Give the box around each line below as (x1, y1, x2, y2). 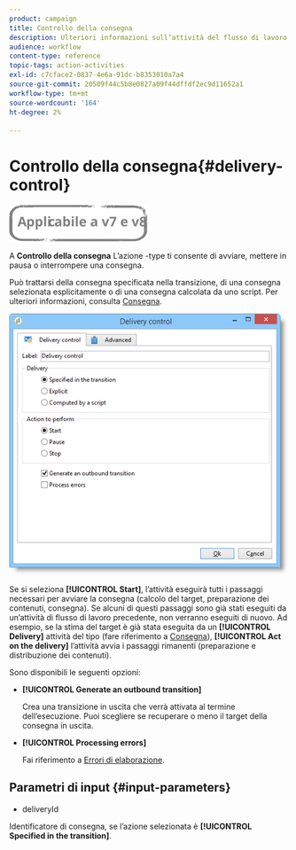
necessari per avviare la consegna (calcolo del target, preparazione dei (9, 593, 269, 604)
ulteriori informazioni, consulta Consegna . (9, 296, 162, 307)
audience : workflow (9, 43, 82, 51)
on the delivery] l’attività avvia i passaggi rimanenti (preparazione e (9, 640, 257, 651)
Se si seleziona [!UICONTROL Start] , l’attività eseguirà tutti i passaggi (9, 583, 263, 594)
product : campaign (9, 14, 77, 23)
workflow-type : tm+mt (9, 89, 90, 97)
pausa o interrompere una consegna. (9, 260, 144, 270)
